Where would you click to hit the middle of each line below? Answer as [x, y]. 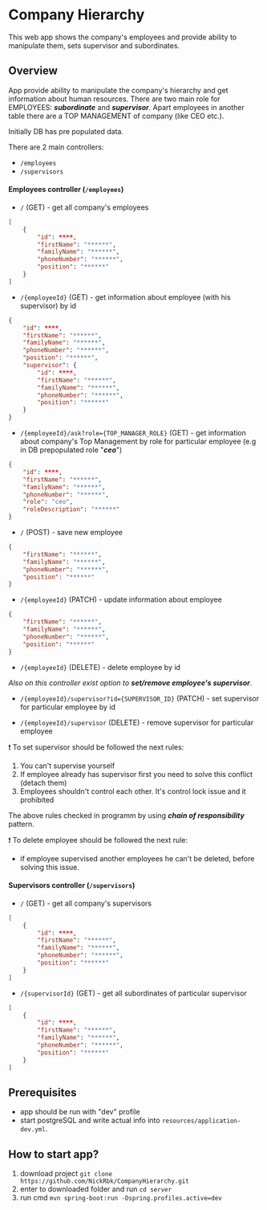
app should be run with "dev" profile [80, 1112]
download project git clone [66, 1174]
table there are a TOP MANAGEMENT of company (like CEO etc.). [116, 116]
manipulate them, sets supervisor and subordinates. [94, 45]
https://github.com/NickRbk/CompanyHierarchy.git [105, 1181]
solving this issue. [50, 867]
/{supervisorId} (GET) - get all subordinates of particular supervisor [133, 993]
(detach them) [43, 783]
